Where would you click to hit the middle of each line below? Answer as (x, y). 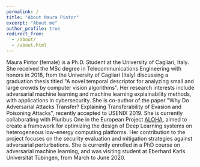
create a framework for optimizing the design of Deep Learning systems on (99, 126)
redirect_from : (25, 34)
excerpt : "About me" (32, 23)
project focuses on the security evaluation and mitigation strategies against (99, 138)
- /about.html (29, 45)
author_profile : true (33, 28)
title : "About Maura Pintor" (43, 17)
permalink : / (23, 12)
